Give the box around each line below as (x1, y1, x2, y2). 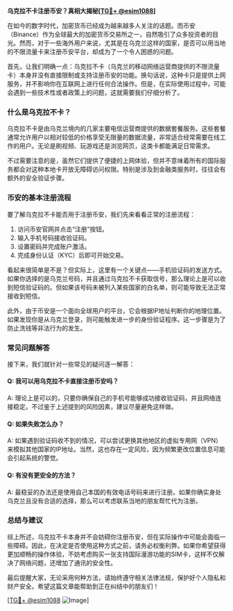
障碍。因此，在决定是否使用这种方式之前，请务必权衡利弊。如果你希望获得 (12, 541, 226, 549)
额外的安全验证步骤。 (7, 174, 68, 183)
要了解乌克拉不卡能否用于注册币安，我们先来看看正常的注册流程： (7, 210, 196, 218)
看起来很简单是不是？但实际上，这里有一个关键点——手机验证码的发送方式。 (7, 265, 226, 274)
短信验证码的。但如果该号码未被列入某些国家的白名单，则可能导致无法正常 (12, 283, 226, 291)
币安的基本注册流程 (7, 193, 71, 203)
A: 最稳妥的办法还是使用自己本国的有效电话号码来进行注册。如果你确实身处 (7, 487, 222, 496)
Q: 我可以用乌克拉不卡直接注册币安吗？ (7, 377, 119, 385)
